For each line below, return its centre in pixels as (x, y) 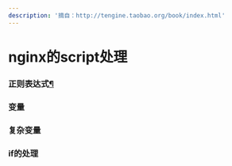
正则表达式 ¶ (31, 84)
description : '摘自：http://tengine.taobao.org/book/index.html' (117, 15)
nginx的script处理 (68, 57)
